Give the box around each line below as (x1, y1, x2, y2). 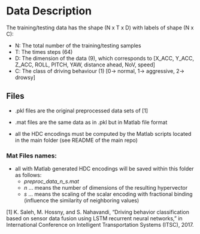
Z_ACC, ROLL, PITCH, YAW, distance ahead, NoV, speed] (14, 61, 156, 68)
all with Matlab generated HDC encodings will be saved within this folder (14, 165, 194, 172)
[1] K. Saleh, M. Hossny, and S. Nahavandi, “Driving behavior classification (6, 208, 190, 216)
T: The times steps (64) (14, 48, 73, 55)
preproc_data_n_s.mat (23, 178, 80, 185)
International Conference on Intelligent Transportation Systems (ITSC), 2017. (6, 221, 194, 229)
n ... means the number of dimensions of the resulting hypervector (23, 184, 188, 192)
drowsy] (14, 74, 36, 81)
